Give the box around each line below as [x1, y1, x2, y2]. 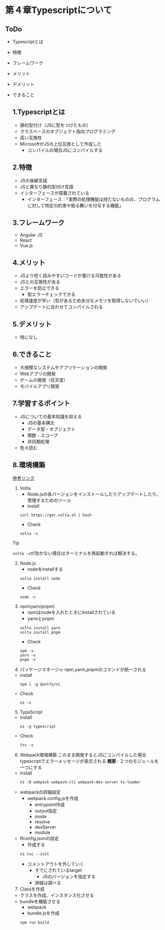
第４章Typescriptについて [5, 5, 112, 16]
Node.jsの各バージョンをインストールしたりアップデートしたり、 [27, 491, 161, 497]
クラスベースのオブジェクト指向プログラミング [19, 128, 116, 134]
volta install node [19, 576, 61, 581]
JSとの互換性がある [19, 279, 61, 285]
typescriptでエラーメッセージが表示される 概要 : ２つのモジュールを [19, 758, 159, 764]
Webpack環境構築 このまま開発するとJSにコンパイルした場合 [19, 751, 147, 758]
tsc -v [19, 742, 34, 747]
